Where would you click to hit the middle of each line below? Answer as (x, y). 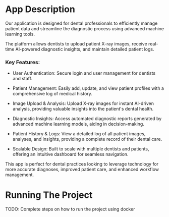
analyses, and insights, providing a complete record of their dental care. (87, 139)
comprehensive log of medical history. (52, 94)
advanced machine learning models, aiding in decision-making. (78, 124)
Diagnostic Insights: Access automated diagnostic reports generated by (87, 119)
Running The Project (49, 195)
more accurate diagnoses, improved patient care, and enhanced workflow (82, 170)
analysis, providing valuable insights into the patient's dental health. (83, 109)
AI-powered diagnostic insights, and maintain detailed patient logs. (85, 49)
